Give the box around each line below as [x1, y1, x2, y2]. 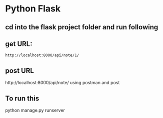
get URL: [5, 39, 32, 48]
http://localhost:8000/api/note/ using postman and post [5, 80, 120, 86]
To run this [5, 94, 39, 103]
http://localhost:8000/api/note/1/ [5, 53, 79, 58]
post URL [5, 66, 34, 75]
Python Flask [5, 3, 61, 14]
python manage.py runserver [5, 108, 65, 114]
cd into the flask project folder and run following [5, 23, 158, 31]
